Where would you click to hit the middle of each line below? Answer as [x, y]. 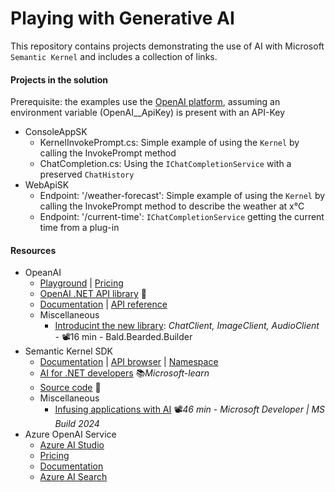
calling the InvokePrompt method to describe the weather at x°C [172, 206]
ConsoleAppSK [56, 132]
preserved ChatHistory [87, 174]
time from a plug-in [79, 228]
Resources [33, 250]
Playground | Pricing [81, 283]
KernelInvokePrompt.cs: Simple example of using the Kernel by [169, 143]
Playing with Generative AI [122, 18]
